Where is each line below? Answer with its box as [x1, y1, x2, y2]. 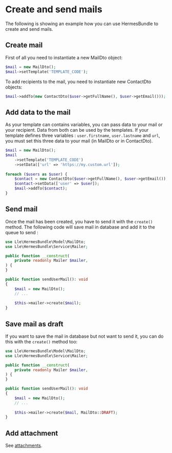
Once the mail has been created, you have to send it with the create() [5, 218, 153, 224]
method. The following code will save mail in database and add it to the [5, 224, 155, 230]
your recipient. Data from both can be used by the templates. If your [5, 127, 149, 133]
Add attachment [5, 429, 58, 438]
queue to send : [5, 229, 38, 235]
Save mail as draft [5, 319, 63, 328]
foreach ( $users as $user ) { [5, 172, 68, 177]
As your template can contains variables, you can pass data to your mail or [5, 121, 163, 128]
